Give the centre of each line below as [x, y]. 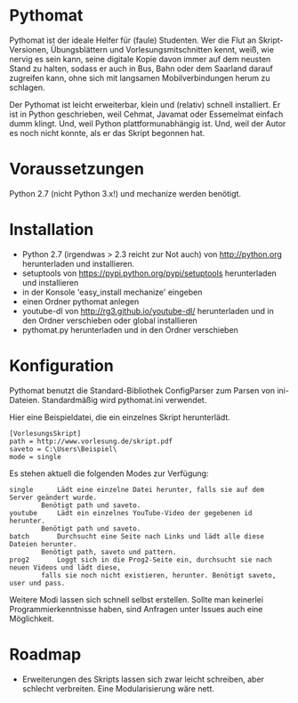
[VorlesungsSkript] [45, 433]
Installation [52, 230]
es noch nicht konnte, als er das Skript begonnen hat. [107, 133]
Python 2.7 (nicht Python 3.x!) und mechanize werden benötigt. [125, 193]
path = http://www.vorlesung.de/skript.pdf [91, 441]
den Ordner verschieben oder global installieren [109, 320]
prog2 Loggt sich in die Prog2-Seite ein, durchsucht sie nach [141, 560]
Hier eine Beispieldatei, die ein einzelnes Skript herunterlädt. [120, 417]
